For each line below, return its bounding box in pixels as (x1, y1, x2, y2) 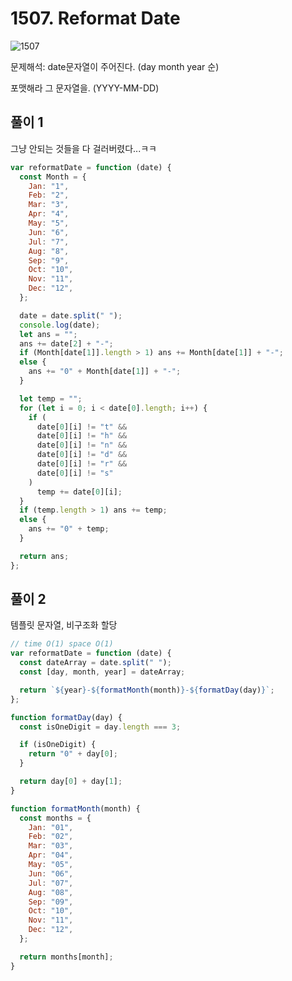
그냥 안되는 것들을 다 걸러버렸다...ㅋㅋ (10, 142, 157, 154)
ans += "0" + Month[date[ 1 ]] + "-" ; (28, 367, 182, 377)
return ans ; (19, 551, 70, 561)
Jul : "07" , (28, 878, 74, 888)
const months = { (19, 813, 92, 823)
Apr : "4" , (28, 209, 70, 219)
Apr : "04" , (28, 850, 74, 861)
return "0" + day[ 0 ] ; (28, 749, 118, 759)
